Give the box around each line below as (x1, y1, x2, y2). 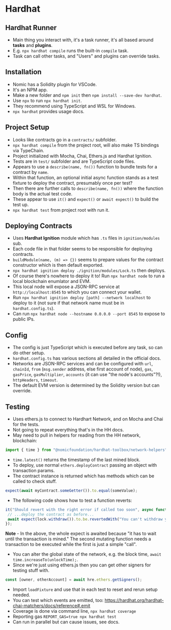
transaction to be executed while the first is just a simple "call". (5, 541, 137, 548)
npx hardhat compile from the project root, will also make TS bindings (12, 142, 159, 148)
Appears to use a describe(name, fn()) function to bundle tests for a (12, 163, 158, 169)
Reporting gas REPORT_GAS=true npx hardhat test (12, 614, 117, 620)
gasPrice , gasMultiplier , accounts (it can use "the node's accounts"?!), (12, 371, 162, 378)
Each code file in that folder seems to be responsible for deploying (12, 246, 153, 252)
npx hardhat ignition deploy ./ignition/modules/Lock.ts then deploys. (12, 268, 166, 274)
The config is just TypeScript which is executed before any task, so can (12, 345, 163, 351)
